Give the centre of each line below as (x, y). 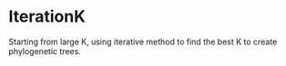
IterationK (47, 17)
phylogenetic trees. (45, 51)
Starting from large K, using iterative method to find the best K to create (143, 42)
